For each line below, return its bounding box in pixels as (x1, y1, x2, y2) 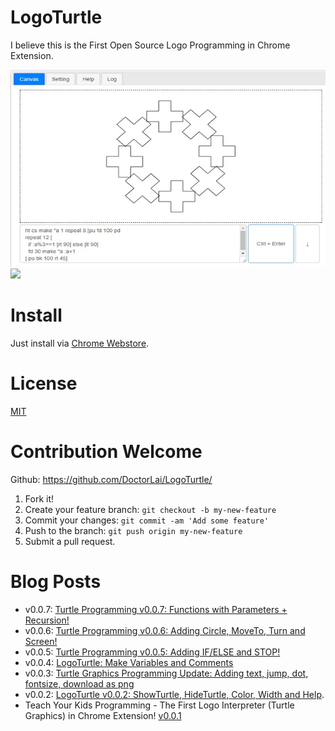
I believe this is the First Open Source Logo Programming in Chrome (10, 39, 291, 51)
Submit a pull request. (24, 535, 116, 547)
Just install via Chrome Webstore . (10, 337, 150, 349)
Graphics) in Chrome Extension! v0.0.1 (24, 709, 182, 721)
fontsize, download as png (24, 677, 135, 690)
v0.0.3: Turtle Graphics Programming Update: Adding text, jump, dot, (24, 667, 309, 679)
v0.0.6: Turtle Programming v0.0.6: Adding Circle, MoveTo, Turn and (24, 624, 306, 636)
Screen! (24, 635, 58, 647)
